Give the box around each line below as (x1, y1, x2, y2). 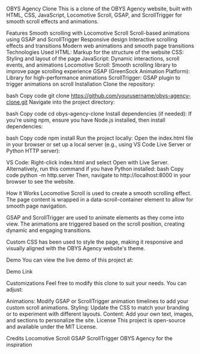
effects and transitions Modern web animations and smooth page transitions (6, 42, 195, 49)
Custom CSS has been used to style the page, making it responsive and (6, 238, 183, 245)
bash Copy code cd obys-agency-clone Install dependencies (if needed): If (6, 110, 192, 117)
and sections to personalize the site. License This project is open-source (6, 317, 186, 323)
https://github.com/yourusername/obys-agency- (71, 92, 191, 99)
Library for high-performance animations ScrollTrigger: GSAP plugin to (6, 74, 181, 81)
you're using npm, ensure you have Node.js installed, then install (6, 116, 166, 124)
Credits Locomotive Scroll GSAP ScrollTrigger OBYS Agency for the (6, 335, 172, 341)
